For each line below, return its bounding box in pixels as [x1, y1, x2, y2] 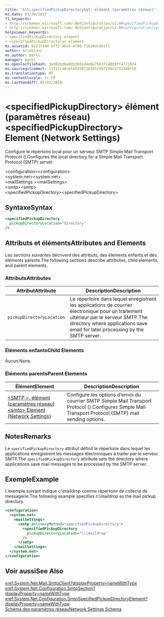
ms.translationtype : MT [5, 71, 54, 76]
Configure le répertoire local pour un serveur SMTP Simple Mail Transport [5, 148, 154, 154]
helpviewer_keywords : [5, 30, 49, 35]
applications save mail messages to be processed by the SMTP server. [5, 461, 147, 467]
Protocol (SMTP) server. [5, 159, 54, 165]
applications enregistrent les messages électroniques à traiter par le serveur [5, 451, 159, 456]
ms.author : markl [5, 52, 41, 58]
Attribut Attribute [16, 287, 56, 294]
